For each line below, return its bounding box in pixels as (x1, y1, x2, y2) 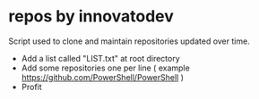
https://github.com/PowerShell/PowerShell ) (21, 71, 185, 82)
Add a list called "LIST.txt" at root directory (21, 53, 180, 63)
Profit (21, 81, 42, 92)
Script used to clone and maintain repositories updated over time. (8, 36, 250, 46)
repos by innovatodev (8, 6, 174, 27)
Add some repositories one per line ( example (21, 62, 190, 73)
